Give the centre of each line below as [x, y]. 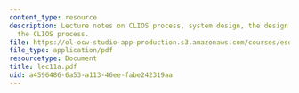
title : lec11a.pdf [43, 67]
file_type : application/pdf [61, 50]
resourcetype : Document [53, 58]
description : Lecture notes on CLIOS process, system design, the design [149, 26]
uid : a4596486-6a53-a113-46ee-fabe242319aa [91, 75]
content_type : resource [53, 17]
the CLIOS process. [53, 34]
